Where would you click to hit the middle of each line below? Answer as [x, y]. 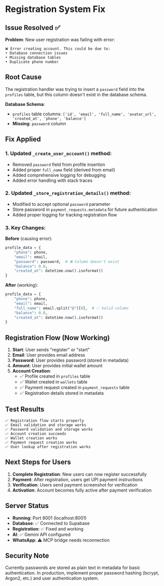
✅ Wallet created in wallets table [54, 382]
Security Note [27, 556]
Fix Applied [23, 139]
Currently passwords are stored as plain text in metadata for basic [73, 568]
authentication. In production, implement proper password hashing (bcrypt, [82, 573]
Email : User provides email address [49, 355]
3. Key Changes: [26, 227]
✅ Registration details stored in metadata [62, 393]
